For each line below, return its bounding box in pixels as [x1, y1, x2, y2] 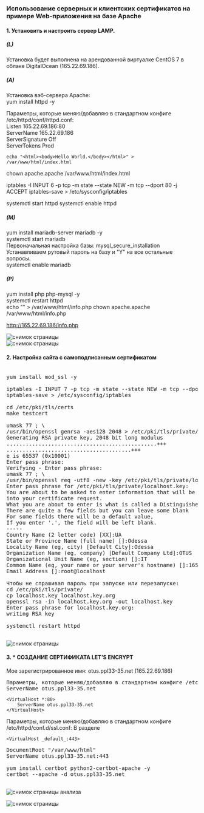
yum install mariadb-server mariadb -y [6, 229, 103, 236]
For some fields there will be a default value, [6, 513, 154, 520]
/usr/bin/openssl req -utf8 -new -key [6, 477, 122, 483]
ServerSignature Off [6, 135, 56, 143]
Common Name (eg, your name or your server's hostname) [6, 562, 176, 568]
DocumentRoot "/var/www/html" [6, 746, 97, 753]
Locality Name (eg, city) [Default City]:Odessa [6, 543, 154, 550]
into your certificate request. [6, 495, 103, 502]
